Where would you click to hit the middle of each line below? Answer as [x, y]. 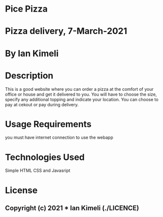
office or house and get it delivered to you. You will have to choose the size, [81, 94]
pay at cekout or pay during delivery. [42, 104]
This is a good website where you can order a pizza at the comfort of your [79, 89]
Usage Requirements [48, 124]
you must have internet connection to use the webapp [59, 137]
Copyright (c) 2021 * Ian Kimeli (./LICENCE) [72, 208]
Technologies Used [45, 157]
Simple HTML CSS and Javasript [38, 170]
